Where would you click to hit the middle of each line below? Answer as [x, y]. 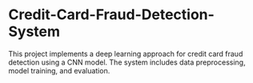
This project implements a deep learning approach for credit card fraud [126, 53]
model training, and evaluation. [59, 70]
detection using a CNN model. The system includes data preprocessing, [127, 62]
